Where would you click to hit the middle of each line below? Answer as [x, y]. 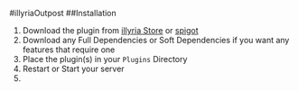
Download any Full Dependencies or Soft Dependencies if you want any [156, 40]
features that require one [69, 50]
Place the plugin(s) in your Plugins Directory [105, 59]
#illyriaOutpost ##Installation [63, 13]
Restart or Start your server [73, 68]
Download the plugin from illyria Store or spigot [110, 30]
